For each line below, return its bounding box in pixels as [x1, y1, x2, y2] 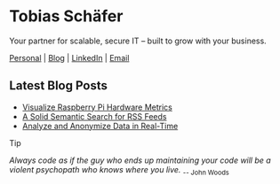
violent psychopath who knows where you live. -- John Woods [9, 164, 229, 177]
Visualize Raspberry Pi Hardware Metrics [21, 102, 173, 112]
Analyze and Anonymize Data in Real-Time [21, 120, 179, 131]
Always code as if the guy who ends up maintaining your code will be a [9, 155, 271, 165]
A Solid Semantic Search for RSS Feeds [21, 111, 167, 121]
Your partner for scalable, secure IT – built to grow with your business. [9, 35, 267, 46]
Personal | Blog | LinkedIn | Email [9, 52, 130, 63]
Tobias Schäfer [9, 6, 124, 27]
